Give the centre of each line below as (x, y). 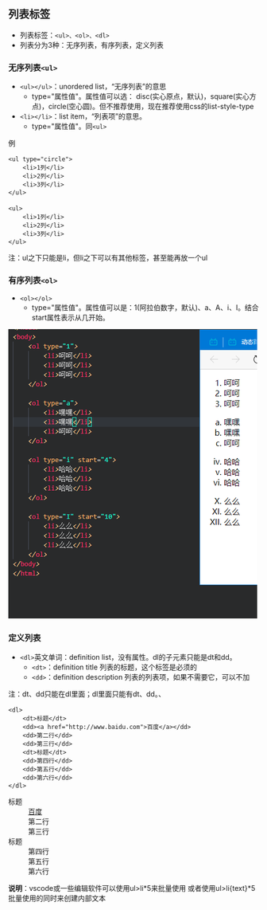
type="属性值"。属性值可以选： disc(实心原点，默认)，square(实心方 (144, 96)
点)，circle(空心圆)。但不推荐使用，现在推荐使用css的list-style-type (143, 107)
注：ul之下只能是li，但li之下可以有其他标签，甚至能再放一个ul (108, 258)
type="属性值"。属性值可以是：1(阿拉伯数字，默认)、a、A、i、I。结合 (145, 308)
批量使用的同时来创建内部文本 (57, 898)
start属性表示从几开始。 (70, 318)
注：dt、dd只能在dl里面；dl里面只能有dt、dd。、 (87, 694)
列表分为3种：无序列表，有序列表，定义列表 (92, 45)
